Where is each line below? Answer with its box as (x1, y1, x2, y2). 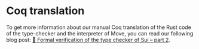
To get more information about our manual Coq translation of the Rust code (6, 24, 191, 31)
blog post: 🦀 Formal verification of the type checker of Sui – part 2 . (6, 36, 170, 43)
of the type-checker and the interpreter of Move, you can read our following (6, 30, 194, 37)
